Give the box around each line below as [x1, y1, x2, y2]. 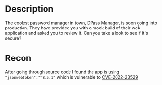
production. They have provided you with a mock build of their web [5, 25, 140, 30]
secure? [5, 35, 22, 41]
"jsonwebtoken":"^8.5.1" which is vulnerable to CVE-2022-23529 [5, 74, 138, 80]
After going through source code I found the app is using [5, 69, 120, 75]
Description [5, 3, 54, 15]
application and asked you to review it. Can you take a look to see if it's [5, 30, 148, 36]
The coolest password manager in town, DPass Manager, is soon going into [5, 20, 158, 26]
